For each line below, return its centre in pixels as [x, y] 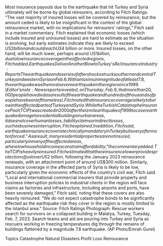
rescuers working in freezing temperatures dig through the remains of [75, 224]
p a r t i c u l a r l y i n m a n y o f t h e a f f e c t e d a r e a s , [44, 141]
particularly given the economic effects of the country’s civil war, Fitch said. [81, 172]
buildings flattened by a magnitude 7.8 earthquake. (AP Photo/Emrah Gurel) [80, 229]
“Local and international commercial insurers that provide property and [76, 177]
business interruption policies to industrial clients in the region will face [76, 183]
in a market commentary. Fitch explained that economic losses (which [75, 33]
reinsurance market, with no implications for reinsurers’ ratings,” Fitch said [79, 28]
